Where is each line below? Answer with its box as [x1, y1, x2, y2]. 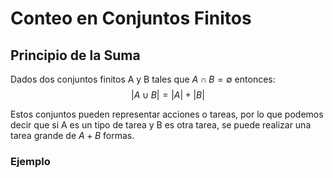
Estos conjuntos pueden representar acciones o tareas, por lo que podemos [10, 108, 324, 120]
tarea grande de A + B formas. [10, 130, 135, 141]
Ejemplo [10, 154, 51, 168]
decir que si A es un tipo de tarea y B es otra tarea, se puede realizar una [10, 119, 312, 131]
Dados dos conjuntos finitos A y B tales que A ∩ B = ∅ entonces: [10, 73, 276, 85]
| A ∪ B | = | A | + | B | [131, 89, 205, 101]
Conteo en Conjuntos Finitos [10, 7, 252, 30]
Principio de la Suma [10, 47, 141, 64]
